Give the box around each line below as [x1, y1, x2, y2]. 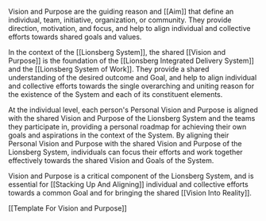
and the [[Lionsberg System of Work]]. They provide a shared [8, 64, 210, 74]
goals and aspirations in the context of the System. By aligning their [8, 130, 229, 140]
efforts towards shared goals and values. [8, 32, 142, 41]
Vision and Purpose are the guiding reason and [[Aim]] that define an [8, 7, 234, 16]
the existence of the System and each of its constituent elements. [8, 90, 223, 99]
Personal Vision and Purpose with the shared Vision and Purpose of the [8, 139, 242, 148]
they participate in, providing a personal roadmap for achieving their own [8, 122, 247, 131]
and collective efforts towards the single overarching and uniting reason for [8, 81, 255, 91]
